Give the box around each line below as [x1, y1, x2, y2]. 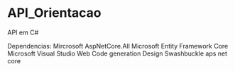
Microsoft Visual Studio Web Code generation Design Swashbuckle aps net [7, 49, 228, 58]
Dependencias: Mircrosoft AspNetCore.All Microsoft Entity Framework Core [7, 41, 229, 50]
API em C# [7, 28, 39, 37]
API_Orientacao [7, 5, 102, 21]
